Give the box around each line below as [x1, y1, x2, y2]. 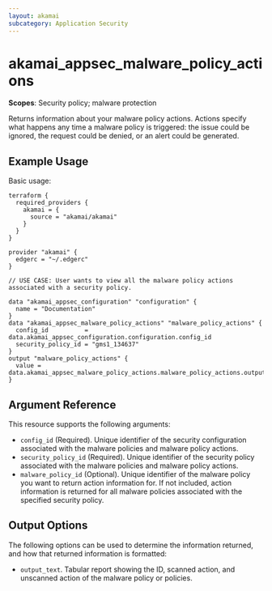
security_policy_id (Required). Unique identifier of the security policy [19, 453, 255, 462]
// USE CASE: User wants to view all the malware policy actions [8, 277, 233, 285]
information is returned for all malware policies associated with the [19, 487, 243, 496]
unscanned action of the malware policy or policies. [19, 572, 193, 583]
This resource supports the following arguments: [8, 419, 171, 429]
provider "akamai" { [8, 249, 79, 257]
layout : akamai [8, 11, 60, 20]
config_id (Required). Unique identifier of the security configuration [19, 435, 247, 445]
